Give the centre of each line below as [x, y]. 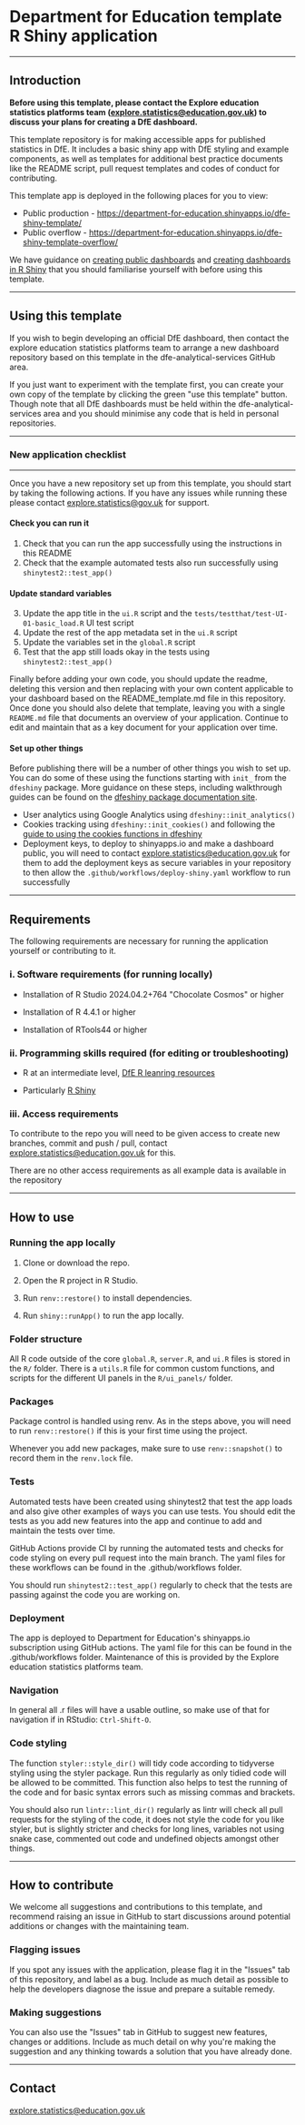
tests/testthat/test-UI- [241, 615]
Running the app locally [63, 1243]
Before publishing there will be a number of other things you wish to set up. [150, 768]
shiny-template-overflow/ [70, 241]
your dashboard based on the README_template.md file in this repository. [148, 698]
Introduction [45, 80]
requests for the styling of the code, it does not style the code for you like [147, 1819]
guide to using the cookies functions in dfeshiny [112, 834]
